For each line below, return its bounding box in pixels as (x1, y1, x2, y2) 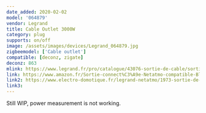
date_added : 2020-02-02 (6, 9, 67, 15)
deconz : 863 (6, 60, 37, 66)
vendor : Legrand (6, 20, 48, 26)
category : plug (6, 32, 45, 38)
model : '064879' (6, 15, 48, 21)
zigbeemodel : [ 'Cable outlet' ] (6, 49, 86, 55)
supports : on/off (6, 37, 51, 43)
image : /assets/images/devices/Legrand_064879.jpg (6, 43, 139, 49)
